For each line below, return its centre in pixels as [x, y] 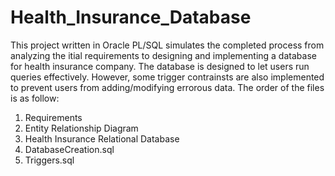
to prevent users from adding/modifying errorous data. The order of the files [167, 87]
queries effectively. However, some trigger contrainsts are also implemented [167, 77]
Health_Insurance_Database [131, 17]
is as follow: [35, 98]
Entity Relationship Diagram [81, 128]
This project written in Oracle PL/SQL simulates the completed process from [167, 45]
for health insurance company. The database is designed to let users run [160, 66]
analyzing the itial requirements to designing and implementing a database [163, 55]
